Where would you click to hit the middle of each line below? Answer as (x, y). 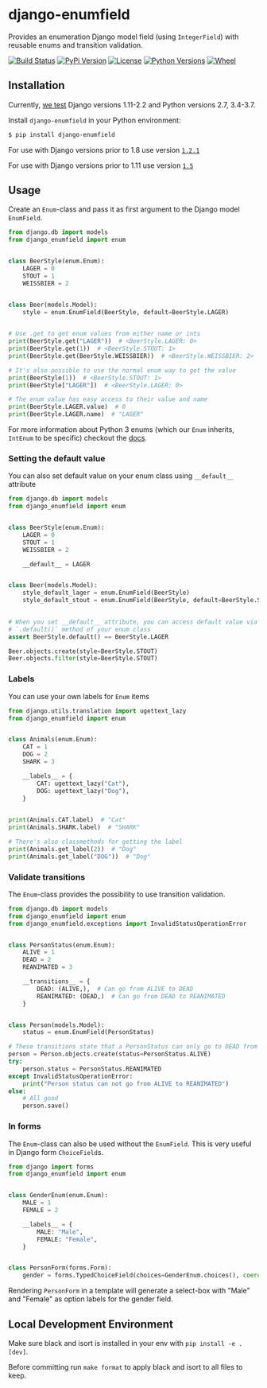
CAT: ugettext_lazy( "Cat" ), (83, 783)
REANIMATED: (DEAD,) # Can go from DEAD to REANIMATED (131, 996)
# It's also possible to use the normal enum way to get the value (122, 370)
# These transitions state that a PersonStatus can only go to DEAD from (133, 1047)
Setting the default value (57, 458)
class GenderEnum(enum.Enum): (58, 1196)
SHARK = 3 (39, 762)
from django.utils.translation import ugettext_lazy (97, 711)
